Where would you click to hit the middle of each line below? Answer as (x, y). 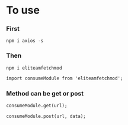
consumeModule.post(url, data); (46, 116)
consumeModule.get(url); (37, 106)
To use (23, 10)
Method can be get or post (45, 93)
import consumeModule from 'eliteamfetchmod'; (65, 78)
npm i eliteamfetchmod (34, 68)
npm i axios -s (25, 41)
